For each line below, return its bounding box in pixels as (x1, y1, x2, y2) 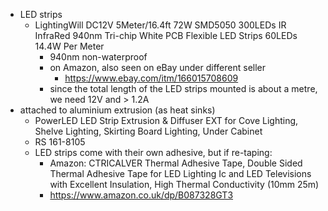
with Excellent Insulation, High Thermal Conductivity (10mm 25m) (49, 179, 320, 190)
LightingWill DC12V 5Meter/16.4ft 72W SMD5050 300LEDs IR (34, 19, 287, 31)
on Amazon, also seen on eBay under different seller (49, 62, 267, 73)
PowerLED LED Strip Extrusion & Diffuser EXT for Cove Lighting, (34, 115, 299, 126)
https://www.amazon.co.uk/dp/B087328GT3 (49, 189, 234, 201)
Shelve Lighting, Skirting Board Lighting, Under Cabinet (34, 125, 263, 137)
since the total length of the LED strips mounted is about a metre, (49, 83, 318, 94)
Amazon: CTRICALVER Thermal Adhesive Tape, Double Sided (49, 157, 303, 169)
